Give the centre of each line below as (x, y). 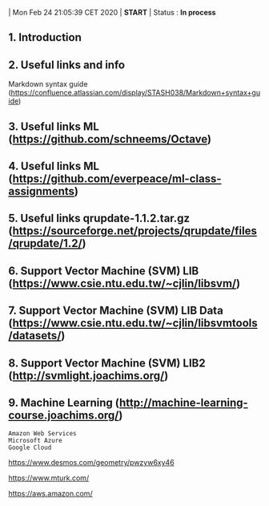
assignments (41, 191)
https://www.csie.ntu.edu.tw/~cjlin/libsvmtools (135, 324)
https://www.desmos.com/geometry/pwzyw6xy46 (91, 463)
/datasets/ (35, 336)
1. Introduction (45, 37)
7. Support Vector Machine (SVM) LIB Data (116, 311)
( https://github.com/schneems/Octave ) (110, 139)
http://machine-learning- (183, 402)
